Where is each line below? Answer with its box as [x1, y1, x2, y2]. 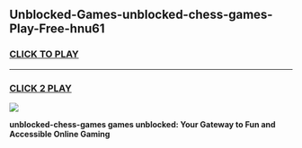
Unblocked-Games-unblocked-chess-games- [9, 7, 273, 22]
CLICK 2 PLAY [9, 82, 72, 94]
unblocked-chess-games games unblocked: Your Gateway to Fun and [9, 118, 276, 129]
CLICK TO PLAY [9, 48, 79, 61]
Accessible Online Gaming [9, 128, 111, 139]
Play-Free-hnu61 [9, 22, 105, 37]
